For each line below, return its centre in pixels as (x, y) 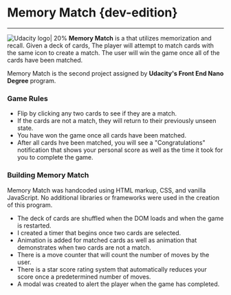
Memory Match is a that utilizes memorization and (140, 38)
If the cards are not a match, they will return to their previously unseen (117, 121)
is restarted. (34, 226)
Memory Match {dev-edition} (92, 13)
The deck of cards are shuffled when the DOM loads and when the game (120, 218)
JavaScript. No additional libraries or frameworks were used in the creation (113, 197)
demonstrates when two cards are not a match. (84, 247)
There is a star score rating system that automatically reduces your (112, 269)
